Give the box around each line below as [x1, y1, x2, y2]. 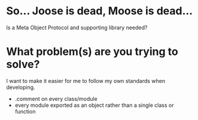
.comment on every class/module [14, 95, 98, 102]
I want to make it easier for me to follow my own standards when [6, 77, 166, 84]
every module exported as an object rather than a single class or [14, 101, 174, 109]
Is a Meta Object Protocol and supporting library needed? [6, 24, 148, 31]
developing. [6, 84, 35, 91]
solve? [6, 58, 40, 71]
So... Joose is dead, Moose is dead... [6, 4, 193, 18]
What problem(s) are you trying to [6, 45, 178, 59]
